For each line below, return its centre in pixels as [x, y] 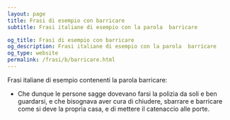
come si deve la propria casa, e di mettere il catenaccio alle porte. [114, 109]
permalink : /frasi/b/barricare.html [61, 60]
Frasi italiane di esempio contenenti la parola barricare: [87, 80]
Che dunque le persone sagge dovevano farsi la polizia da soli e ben [117, 94]
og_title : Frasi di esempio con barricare [71, 40]
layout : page [27, 14]
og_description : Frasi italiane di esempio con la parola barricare [112, 47]
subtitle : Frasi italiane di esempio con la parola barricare [103, 27]
